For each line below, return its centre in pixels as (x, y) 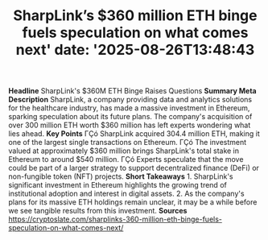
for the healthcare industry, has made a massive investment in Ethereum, (129, 108)
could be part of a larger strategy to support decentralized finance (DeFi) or (134, 168)
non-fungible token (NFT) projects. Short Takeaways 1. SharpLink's (121, 176)
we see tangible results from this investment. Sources (98, 211)
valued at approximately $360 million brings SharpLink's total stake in (124, 151)
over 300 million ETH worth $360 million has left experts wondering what (130, 125)
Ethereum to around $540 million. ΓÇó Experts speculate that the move (126, 159)
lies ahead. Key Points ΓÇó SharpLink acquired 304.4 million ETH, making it (134, 134)
